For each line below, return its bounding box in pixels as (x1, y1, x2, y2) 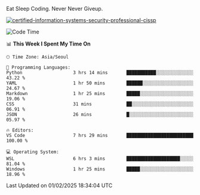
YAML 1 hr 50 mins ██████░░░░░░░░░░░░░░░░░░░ (6, 80, 194, 86)
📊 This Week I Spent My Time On (6, 40, 91, 47)
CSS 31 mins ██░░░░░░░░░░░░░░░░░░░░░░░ (6, 101, 194, 107)
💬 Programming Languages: (6, 65, 70, 71)
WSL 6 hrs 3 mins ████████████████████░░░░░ (6, 156, 194, 162)
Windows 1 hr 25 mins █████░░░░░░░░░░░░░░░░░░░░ (6, 166, 194, 172)
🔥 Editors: (6, 127, 34, 133)
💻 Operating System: (6, 149, 60, 155)
